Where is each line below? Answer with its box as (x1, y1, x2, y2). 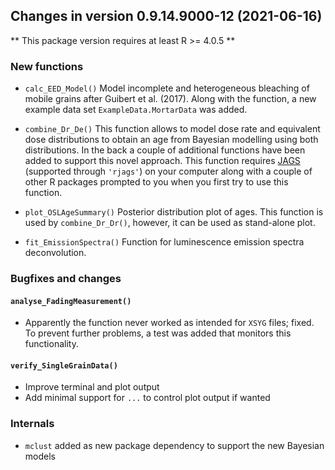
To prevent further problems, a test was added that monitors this (24, 327, 292, 339)
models (24, 450, 56, 462)
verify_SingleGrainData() (10, 360, 118, 371)
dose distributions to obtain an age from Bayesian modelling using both (24, 134, 319, 146)
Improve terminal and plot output (24, 381, 160, 393)
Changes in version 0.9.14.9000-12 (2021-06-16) (10, 8, 323, 25)
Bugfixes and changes (10, 272, 122, 286)
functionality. (24, 338, 79, 350)
